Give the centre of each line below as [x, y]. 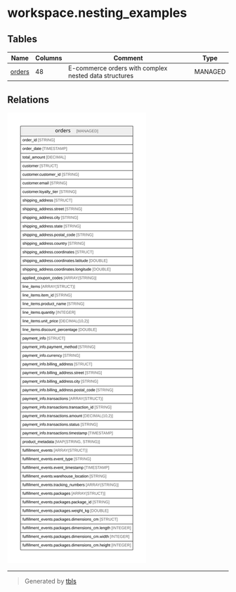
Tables [22, 39]
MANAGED [210, 72]
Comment [128, 58]
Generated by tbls [51, 581]
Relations [28, 100]
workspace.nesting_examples [97, 13]
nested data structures [101, 75]
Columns [48, 58]
